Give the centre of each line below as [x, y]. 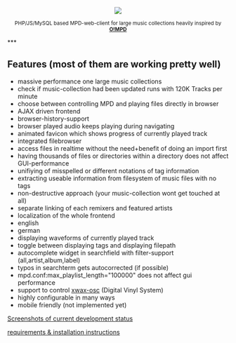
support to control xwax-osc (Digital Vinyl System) [90, 290]
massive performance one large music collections [90, 81]
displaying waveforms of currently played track [86, 238]
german [29, 230]
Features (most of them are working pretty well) [114, 64]
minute [27, 96]
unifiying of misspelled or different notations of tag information [108, 170]
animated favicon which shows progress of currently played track [112, 133]
